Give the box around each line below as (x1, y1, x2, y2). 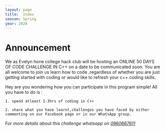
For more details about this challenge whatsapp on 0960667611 (5, 121, 135, 127)
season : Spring (5, 16, 37, 21)
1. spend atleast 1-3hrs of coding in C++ (5, 99, 94, 104)
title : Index (5, 12, 35, 17)
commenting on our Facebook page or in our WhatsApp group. (5, 112, 132, 117)
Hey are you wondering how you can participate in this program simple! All (5, 84, 158, 90)
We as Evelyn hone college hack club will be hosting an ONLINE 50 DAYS (5, 59, 155, 65)
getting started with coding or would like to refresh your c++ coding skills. (5, 75, 156, 81)
